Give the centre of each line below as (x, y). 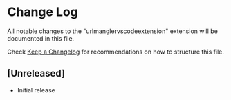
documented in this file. (41, 38)
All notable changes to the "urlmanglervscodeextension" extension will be (112, 31)
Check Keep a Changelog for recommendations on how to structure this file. (116, 52)
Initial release (36, 90)
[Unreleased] (36, 73)
